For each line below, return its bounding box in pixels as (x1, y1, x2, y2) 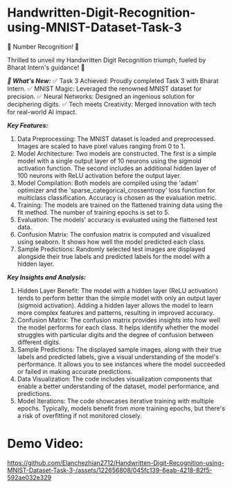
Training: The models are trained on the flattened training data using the (17, 201, 223, 209)
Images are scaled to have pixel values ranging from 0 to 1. (17, 142, 186, 150)
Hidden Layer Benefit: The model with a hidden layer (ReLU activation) (17, 286, 218, 295)
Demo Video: (7, 436, 84, 451)
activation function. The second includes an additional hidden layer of (17, 164, 217, 172)
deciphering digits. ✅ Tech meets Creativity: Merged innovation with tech (7, 100, 217, 108)
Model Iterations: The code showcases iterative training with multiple (17, 397, 215, 405)
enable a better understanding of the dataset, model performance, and (17, 382, 220, 390)
